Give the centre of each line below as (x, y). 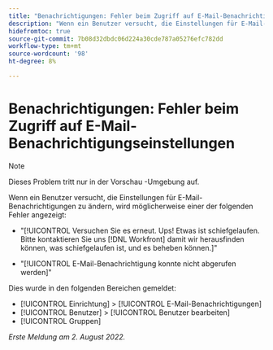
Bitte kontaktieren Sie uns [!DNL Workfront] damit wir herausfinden (132, 239)
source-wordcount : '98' (49, 54)
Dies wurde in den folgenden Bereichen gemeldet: (92, 288)
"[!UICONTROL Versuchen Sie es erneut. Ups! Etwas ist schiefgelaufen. (140, 230)
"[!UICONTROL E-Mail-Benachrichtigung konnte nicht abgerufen (128, 263)
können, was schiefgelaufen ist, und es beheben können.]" (119, 247)
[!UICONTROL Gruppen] (61, 321)
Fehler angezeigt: (37, 214)
